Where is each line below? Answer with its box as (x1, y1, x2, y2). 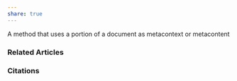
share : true (7, 10, 43, 18)
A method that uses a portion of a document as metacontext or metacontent (7, 30, 230, 38)
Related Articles (7, 47, 64, 57)
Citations (7, 66, 40, 76)
